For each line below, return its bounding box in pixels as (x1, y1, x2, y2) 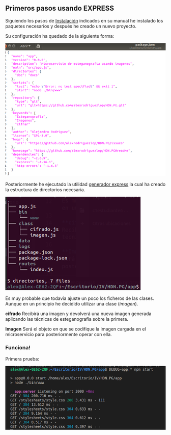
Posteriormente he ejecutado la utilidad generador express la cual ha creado (5, 181, 166, 188)
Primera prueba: (5, 355, 40, 362)
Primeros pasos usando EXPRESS (5, 4, 115, 13)
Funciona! (5, 344, 31, 351)
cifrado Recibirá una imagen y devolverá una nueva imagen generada (5, 311, 152, 317)
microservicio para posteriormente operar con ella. (5, 331, 112, 338)
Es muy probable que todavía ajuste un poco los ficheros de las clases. (5, 295, 154, 301)
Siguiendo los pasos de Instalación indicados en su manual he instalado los (5, 17, 163, 23)
